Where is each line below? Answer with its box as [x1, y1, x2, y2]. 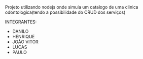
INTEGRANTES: [5, 19, 37, 25]
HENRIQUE [12, 34, 35, 39]
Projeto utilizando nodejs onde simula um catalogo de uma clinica [5, 4, 139, 10]
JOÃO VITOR [12, 39, 38, 45]
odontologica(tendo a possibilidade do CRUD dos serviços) [5, 9, 126, 15]
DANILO [12, 29, 29, 34]
